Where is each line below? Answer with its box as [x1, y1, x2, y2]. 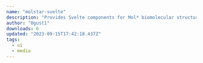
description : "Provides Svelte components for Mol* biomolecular [6, 14, 174, 20]
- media [11, 48, 31, 54]
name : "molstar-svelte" [6, 8, 66, 15]
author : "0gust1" [6, 20, 50, 26]
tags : [6, 37, 20, 43]
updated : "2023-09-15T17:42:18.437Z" [6, 31, 101, 37]
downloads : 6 [6, 25, 39, 32]
